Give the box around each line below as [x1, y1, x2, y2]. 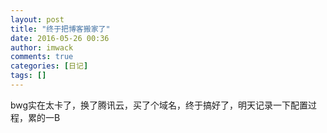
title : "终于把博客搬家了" [10, 24, 111, 34]
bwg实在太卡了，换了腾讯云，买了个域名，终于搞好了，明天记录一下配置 [10, 99, 309, 111]
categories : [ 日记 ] [10, 61, 89, 71]
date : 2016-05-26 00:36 [10, 33, 110, 43]
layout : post [10, 14, 65, 25]
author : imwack [10, 42, 74, 53]
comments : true [10, 52, 74, 62]
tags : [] [10, 71, 47, 81]
